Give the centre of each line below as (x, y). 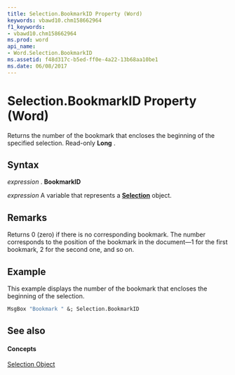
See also (26, 331)
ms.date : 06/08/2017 (38, 66)
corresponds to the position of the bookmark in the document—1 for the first (117, 242)
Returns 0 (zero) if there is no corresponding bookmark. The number (106, 235)
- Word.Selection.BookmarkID (50, 53)
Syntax (23, 165)
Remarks (27, 218)
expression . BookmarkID (44, 182)
